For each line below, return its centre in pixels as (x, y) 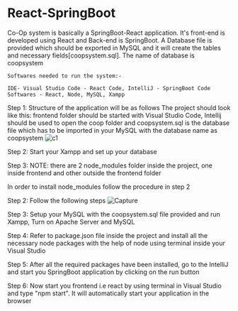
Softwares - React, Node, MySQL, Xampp (66, 94)
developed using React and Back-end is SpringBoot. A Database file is (110, 40)
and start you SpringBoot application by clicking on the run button (103, 272)
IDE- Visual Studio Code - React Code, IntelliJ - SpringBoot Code (109, 88)
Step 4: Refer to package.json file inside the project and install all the (108, 235)
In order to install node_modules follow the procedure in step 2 (99, 187)
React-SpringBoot (61, 13)
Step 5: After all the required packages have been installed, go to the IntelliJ (118, 264)
